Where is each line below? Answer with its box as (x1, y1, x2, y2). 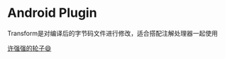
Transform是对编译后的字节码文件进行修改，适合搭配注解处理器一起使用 (7, 29, 218, 37)
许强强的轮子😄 (7, 44, 52, 52)
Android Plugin (7, 5, 97, 21)
